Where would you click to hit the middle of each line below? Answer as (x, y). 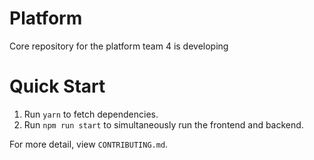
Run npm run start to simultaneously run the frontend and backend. (163, 124)
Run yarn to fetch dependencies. (91, 114)
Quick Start (57, 86)
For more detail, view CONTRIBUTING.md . (89, 144)
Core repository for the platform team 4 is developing (119, 46)
